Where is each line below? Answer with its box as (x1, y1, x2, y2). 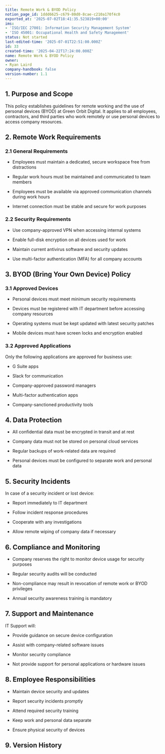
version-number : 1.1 (5, 72, 48, 77)
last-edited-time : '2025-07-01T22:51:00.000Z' (5, 40, 103, 44)
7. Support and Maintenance (5, 610, 94, 618)
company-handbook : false (5, 67, 56, 72)
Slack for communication (12, 373, 63, 378)
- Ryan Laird (5, 62, 32, 67)
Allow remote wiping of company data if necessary (12, 529, 116, 535)
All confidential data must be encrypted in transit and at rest (12, 429, 135, 435)
